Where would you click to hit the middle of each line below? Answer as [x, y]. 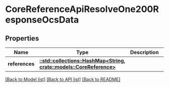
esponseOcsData [42, 20]
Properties [22, 38]
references [21, 64]
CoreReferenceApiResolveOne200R [82, 9]
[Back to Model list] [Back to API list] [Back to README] [63, 79]
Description [144, 52]
